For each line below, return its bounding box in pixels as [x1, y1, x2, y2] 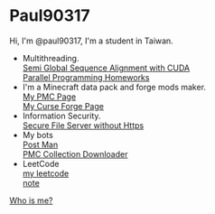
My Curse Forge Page [22, 100, 104, 111]
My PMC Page [22, 91, 77, 102]
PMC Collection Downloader [22, 148, 128, 159]
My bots [22, 129, 54, 140]
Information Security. [22, 110, 101, 121]
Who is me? [9, 195, 53, 206]
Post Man [22, 139, 59, 150]
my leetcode [22, 168, 70, 179]
